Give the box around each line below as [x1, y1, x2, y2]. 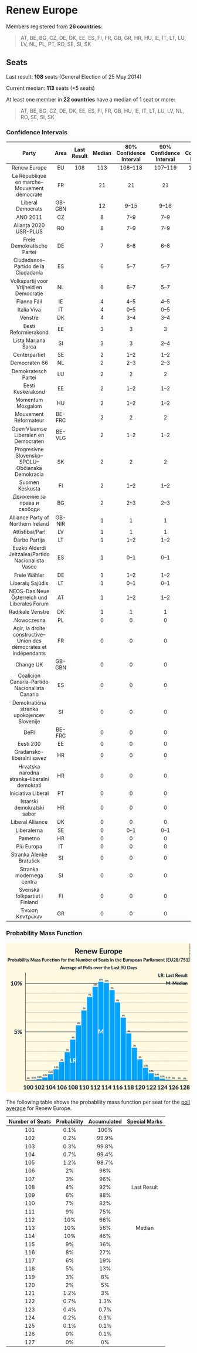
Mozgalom [16, 402, 42, 410]
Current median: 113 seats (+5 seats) [6, 84, 95, 92]
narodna [19, 769, 40, 776]
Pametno [18, 834, 40, 842]
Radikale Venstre [8, 608, 50, 615]
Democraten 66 [10, 359, 49, 367]
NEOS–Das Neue [8, 588, 50, 595]
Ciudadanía [15, 269, 43, 276]
